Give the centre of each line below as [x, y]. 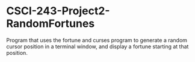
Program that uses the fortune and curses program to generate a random [97, 40]
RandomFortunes [51, 24]
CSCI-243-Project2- [58, 11]
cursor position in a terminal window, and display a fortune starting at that [97, 46]
